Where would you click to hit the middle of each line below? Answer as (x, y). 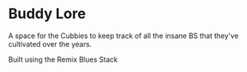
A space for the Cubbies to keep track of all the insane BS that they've (123, 36)
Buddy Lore (47, 14)
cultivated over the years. (50, 44)
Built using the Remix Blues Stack (63, 59)
